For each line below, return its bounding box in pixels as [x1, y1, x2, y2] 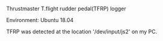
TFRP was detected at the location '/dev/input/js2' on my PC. [6, 28, 158, 35]
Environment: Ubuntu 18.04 [6, 17, 74, 23]
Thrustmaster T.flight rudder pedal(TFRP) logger [6, 5, 126, 12]
